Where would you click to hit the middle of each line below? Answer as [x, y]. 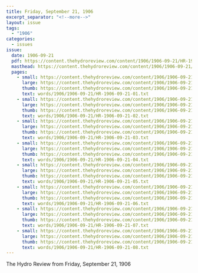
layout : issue [24, 22]
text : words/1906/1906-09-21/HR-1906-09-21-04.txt [85, 160]
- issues [22, 45]
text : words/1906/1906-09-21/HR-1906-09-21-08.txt [85, 247]
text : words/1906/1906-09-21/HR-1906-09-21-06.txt [85, 203]
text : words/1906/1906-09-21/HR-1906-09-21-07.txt [85, 225]
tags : [13, 28]
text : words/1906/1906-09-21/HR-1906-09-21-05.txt [85, 182]
